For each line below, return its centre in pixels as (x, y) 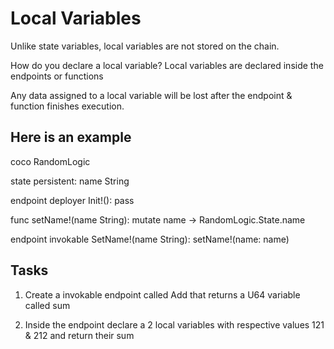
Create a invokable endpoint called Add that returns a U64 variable (162, 294)
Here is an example (71, 137)
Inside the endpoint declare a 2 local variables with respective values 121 (174, 324)
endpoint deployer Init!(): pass (72, 200)
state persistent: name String (70, 181)
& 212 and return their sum (79, 335)
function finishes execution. (67, 106)
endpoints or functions (57, 76)
